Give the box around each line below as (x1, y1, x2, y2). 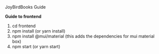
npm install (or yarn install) (12, 28, 65, 34)
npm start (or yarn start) (12, 44, 61, 49)
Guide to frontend (5, 14, 42, 19)
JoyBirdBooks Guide (5, 4, 46, 10)
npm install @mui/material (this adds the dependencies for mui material (12, 34, 155, 39)
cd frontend (12, 23, 36, 29)
